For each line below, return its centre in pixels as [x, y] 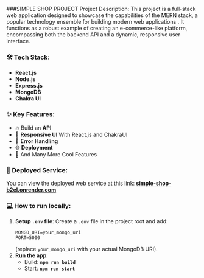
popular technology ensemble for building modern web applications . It [95, 22]
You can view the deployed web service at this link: [71, 183]
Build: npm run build [50, 262]
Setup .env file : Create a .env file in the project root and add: [91, 221]
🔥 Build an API [33, 128]
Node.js [25, 79]
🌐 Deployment [34, 147]
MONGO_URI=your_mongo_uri [48, 233]
